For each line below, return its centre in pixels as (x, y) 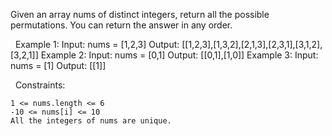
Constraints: (40, 85)
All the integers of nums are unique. (91, 121)
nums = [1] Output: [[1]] (58, 65)
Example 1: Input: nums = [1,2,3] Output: (97, 44)
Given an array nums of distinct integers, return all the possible (140, 14)
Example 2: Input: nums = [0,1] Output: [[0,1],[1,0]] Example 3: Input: (179, 55)
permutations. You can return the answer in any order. (121, 25)
